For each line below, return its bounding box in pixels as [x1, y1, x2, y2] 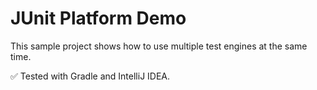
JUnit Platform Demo [10, 7, 187, 30]
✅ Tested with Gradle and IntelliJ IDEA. [10, 70, 171, 82]
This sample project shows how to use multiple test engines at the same [10, 40, 308, 52]
